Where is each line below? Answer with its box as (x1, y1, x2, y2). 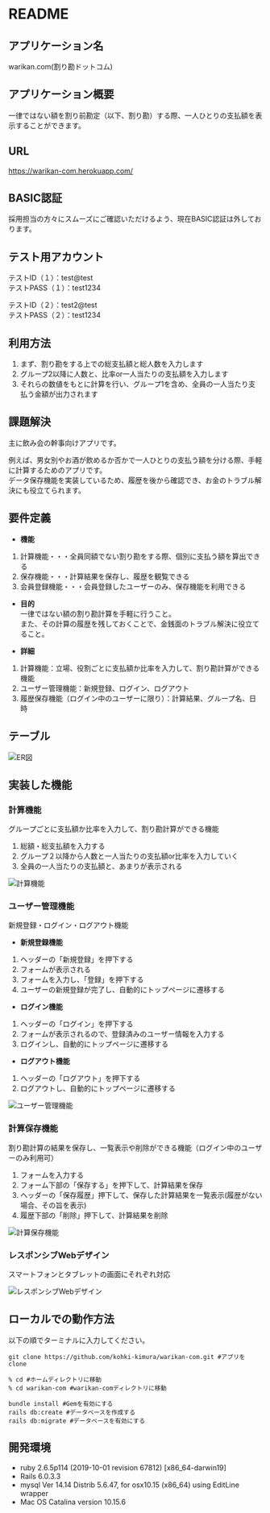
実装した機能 (8, 778, 73, 792)
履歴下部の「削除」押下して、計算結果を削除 (19, 1210, 168, 1220)
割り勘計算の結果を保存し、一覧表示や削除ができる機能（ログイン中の (8, 1142, 242, 1153)
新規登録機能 (19, 937, 63, 947)
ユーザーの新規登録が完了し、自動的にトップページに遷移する (19, 985, 226, 995)
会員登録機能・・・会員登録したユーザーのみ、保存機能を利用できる (19, 581, 247, 591)
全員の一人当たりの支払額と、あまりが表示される (19, 862, 183, 871)
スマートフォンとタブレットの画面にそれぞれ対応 (8, 1270, 171, 1279)
